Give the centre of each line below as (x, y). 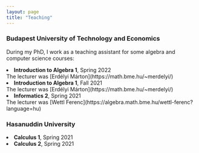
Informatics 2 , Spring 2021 (48, 96)
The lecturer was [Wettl (35, 102)
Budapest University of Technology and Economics (83, 39)
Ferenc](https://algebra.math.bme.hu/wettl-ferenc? (129, 102)
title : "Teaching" (29, 18)
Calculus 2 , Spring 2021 (44, 144)
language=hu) (24, 108)
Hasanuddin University (41, 124)
